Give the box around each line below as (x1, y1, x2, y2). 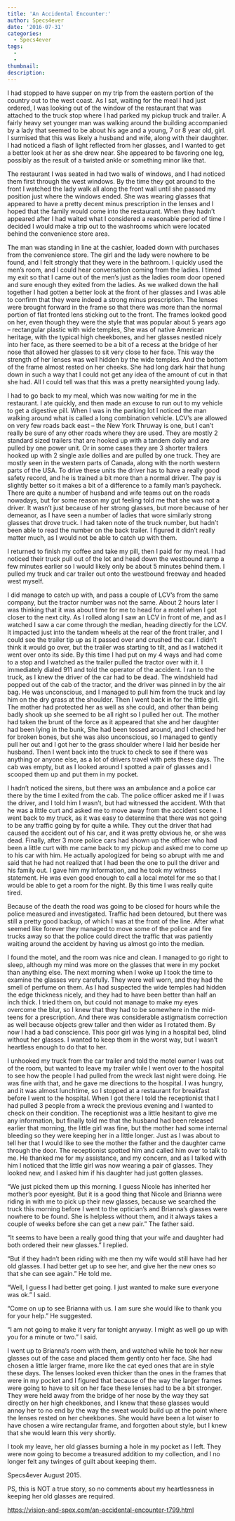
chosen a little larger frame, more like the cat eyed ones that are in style (7, 1361, 215, 1370)
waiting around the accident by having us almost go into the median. (7, 939, 205, 947)
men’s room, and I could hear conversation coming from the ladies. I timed (7, 265, 222, 274)
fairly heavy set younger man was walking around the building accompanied (7, 118, 228, 127)
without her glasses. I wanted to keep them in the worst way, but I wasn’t (7, 1035, 218, 1044)
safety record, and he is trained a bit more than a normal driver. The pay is (7, 473, 222, 482)
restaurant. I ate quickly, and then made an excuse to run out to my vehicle (7, 398, 223, 407)
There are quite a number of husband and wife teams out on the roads (7, 488, 210, 497)
